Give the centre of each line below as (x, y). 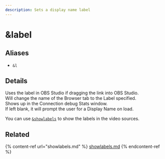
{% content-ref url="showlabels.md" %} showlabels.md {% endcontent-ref (82, 146)
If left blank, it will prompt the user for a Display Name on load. (69, 109)
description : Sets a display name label (48, 10)
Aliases (17, 53)
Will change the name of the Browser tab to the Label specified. (71, 98)
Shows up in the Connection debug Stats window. (56, 104)
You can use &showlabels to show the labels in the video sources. (72, 119)
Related (17, 134)
